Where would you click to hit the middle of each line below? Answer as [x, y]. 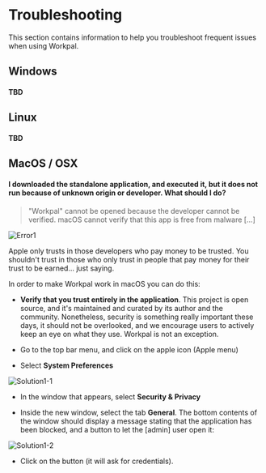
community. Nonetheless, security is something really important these [137, 317]
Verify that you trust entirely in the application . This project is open [134, 299]
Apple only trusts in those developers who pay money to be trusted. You [129, 251]
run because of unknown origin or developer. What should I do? [117, 193]
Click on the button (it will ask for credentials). [97, 461]
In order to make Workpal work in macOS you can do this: [104, 283]
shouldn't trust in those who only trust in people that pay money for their [129, 259]
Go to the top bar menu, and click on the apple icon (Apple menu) [129, 349]
